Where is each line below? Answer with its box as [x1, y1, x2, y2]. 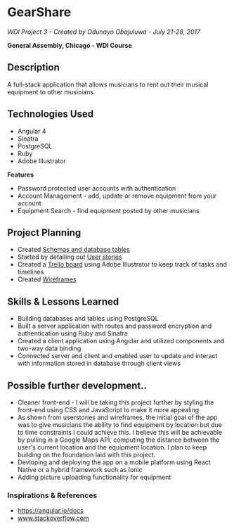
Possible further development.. [7, 379, 148, 391]
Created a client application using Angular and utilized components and [17, 337, 225, 345]
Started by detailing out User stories [17, 253, 123, 261]
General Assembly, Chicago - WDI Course [7, 41, 132, 49]
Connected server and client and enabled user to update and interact [17, 352, 218, 360]
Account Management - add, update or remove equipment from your [17, 191, 217, 200]
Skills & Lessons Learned [7, 295, 119, 307]
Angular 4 [17, 127, 47, 135]
